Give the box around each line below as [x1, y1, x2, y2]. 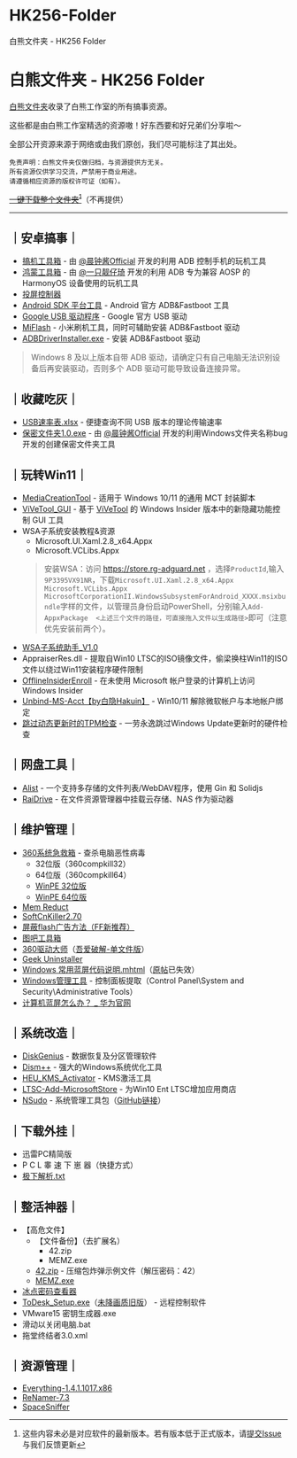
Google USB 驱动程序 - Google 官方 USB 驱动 [21, 311, 187, 322]
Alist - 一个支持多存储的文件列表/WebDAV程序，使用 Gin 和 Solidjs [21, 782, 263, 793]
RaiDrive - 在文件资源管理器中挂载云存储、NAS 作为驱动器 [21, 794, 234, 804]
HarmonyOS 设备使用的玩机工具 [21, 278, 139, 289]
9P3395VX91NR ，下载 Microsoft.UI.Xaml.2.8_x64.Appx [43, 574, 234, 585]
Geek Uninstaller [21, 953, 83, 964]
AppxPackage [43, 613, 88, 623]
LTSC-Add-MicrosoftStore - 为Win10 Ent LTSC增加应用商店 [21, 1084, 237, 1095]
